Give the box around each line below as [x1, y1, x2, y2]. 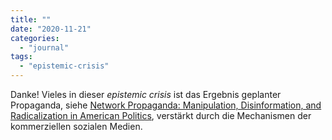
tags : [10, 52, 33, 62]
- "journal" [19, 42, 70, 53]
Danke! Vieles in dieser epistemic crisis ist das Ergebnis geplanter [10, 89, 282, 100]
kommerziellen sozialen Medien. [10, 121, 143, 132]
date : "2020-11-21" [10, 24, 92, 34]
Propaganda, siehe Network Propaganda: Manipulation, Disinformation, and [10, 99, 322, 111]
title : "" [10, 14, 52, 25]
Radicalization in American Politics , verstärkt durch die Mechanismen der [10, 110, 312, 121]
